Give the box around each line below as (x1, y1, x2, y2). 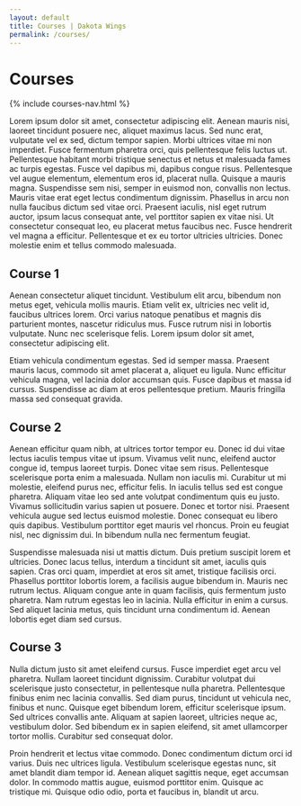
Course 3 (9, 640, 62, 655)
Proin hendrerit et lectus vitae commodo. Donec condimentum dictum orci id (9, 748, 293, 758)
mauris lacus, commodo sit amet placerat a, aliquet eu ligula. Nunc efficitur (9, 365, 287, 376)
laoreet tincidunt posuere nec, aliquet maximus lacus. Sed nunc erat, (9, 125, 263, 136)
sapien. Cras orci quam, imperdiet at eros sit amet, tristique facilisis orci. (9, 566, 277, 577)
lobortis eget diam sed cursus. (9, 613, 122, 624)
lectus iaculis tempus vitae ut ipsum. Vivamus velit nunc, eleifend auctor (9, 452, 277, 463)
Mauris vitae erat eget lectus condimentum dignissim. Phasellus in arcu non (9, 193, 289, 203)
